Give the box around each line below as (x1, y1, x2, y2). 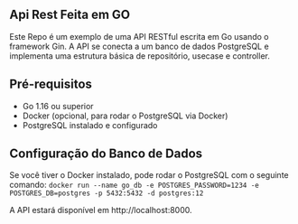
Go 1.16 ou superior (22, 100, 94, 111)
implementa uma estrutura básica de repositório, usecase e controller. (9, 50, 271, 61)
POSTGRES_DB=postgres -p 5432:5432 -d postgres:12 (9, 189, 204, 198)
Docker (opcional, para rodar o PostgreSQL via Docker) (22, 110, 228, 121)
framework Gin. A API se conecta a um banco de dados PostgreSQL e (9, 41, 269, 51)
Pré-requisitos (9, 77, 93, 92)
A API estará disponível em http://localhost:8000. (9, 205, 192, 216)
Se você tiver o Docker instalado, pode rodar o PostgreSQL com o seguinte (9, 170, 289, 181)
